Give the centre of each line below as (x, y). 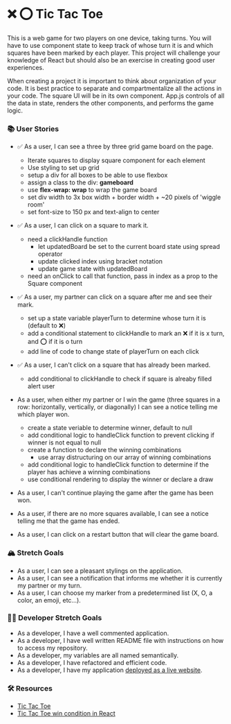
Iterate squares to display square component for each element (116, 160)
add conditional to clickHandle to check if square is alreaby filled (120, 379)
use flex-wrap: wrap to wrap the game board (92, 190)
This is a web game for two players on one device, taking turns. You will (110, 38)
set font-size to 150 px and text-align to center (93, 212)
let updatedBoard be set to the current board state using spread (129, 247)
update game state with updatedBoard (92, 269)
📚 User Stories (33, 128)
